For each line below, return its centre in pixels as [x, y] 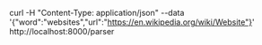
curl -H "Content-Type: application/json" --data [97, 13]
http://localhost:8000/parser [62, 31]
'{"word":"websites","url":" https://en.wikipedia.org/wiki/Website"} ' [132, 22]
